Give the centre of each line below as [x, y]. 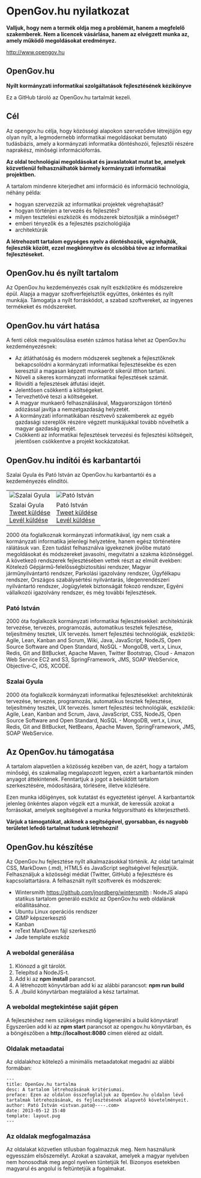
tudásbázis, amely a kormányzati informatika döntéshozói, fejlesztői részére [100, 143]
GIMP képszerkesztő [40, 918]
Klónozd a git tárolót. [41, 966]
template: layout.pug [33, 1116]
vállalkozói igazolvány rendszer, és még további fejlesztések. [82, 592]
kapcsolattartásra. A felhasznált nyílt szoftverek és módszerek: [84, 881]
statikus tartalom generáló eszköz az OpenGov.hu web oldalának [95, 899]
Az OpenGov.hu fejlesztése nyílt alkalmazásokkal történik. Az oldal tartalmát [100, 861]
